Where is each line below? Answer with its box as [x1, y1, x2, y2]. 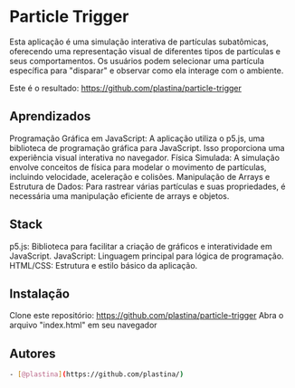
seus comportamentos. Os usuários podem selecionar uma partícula [9, 55, 265, 66]
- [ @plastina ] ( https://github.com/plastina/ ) [9, 370, 184, 379]
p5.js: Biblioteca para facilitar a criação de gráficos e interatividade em [9, 241, 273, 251]
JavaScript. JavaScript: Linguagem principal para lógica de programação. [9, 251, 284, 261]
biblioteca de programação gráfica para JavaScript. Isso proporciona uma [9, 142, 285, 153]
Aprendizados [9, 109, 91, 124]
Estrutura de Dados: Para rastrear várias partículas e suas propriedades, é [9, 181, 286, 192]
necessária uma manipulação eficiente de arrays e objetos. [9, 190, 230, 201]
